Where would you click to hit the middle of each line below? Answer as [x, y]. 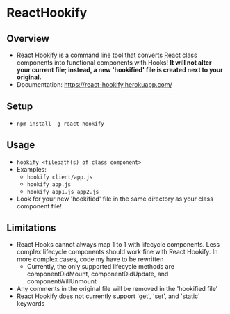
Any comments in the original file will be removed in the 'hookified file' [117, 289]
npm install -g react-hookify [60, 124]
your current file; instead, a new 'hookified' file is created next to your [120, 70]
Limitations [31, 228]
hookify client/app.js [60, 177]
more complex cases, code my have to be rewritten [90, 259]
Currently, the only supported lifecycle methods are [101, 267]
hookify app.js [49, 184]
